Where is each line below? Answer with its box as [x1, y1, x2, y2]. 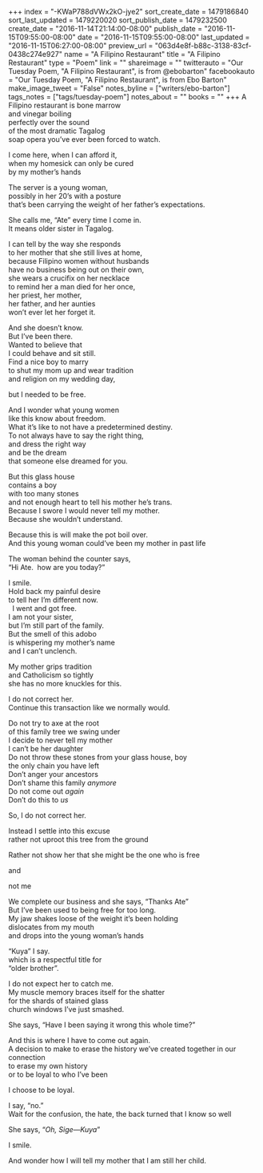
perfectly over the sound [8, 118, 90, 127]
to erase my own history [8, 1062, 88, 1070]
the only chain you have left [8, 761, 100, 771]
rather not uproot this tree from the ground [8, 835, 149, 844]
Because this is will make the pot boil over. [8, 530, 148, 540]
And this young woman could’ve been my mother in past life [8, 539, 206, 548]
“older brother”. [8, 964, 59, 973]
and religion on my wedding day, [8, 374, 116, 383]
